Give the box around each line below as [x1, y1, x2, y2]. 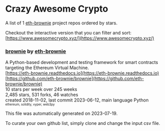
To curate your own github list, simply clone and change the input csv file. [5, 120, 160, 126]
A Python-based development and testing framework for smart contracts [5, 59, 158, 65]
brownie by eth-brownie [5, 48, 66, 55]
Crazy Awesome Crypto [5, 3, 108, 15]
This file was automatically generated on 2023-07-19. [5, 110, 118, 117]
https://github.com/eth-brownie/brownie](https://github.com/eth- [7, 76, 144, 82]
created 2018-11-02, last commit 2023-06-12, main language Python [5, 97, 149, 103]
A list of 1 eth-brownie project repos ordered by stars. [5, 20, 118, 26]
